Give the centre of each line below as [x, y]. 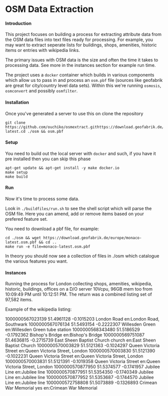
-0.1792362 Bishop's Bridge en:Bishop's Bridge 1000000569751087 [75, 335]
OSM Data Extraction [49, 9]
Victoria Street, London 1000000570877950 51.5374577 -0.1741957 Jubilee [82, 367]
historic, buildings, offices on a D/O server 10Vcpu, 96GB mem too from [79, 289]
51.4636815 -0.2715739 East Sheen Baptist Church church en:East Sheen [80, 340]
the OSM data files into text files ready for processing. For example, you [79, 40]
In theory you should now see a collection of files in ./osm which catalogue [82, 256]
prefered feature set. [26, 219]
